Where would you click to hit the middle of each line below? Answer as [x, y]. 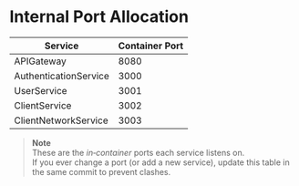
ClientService [43, 105]
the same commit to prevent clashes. [101, 171]
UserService [41, 90]
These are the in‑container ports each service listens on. [138, 152]
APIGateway [40, 61]
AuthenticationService [62, 76]
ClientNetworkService [61, 120]
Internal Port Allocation [99, 17]
